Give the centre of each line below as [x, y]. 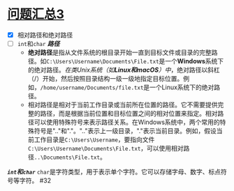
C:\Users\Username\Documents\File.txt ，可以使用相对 [105, 148]
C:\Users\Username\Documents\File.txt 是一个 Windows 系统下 [135, 61]
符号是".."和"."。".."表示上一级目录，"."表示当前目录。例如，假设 [125, 131]
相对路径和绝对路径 [45, 35]
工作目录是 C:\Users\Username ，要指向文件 [94, 139]
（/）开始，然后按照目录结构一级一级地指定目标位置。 [105, 79]
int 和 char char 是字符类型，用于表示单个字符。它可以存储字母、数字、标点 [114, 172]
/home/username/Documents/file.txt [92, 88]
